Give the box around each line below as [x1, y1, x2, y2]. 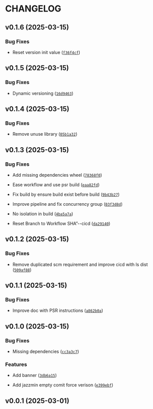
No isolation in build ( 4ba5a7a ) [12, 211, 73, 217]
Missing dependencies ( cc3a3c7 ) [12, 348, 79, 354]
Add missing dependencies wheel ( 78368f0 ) [12, 172, 102, 178]
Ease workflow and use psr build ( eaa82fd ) [12, 181, 100, 188]
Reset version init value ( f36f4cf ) [12, 49, 81, 55]
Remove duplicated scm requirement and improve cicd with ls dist [12, 261, 148, 267]
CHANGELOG [5, 3, 61, 15]
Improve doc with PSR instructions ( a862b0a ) [12, 307, 104, 313]
